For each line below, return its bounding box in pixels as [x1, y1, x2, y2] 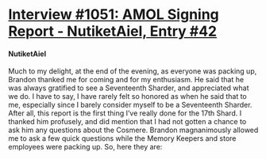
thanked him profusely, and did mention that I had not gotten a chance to [8, 117, 247, 127]
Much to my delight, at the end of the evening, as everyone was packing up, [8, 66, 257, 76]
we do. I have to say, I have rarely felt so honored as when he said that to [8, 92, 248, 101]
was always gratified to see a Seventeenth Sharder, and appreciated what [8, 83, 249, 93]
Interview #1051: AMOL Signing [8, 6, 220, 24]
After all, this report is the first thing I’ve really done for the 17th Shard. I [8, 108, 242, 118]
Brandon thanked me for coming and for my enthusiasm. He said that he [8, 75, 245, 85]
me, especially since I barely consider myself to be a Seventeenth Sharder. [8, 100, 253, 110]
